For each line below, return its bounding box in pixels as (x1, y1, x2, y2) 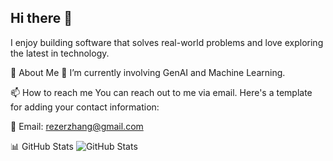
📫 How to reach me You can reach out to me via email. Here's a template (10, 86, 313, 98)
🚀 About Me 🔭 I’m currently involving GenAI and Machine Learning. (10, 66, 286, 78)
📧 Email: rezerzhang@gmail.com (10, 120, 144, 132)
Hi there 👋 (10, 10, 73, 27)
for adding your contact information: (10, 101, 160, 113)
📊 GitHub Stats (10, 140, 74, 152)
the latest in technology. (10, 47, 110, 59)
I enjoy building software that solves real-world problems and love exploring (10, 36, 324, 48)
